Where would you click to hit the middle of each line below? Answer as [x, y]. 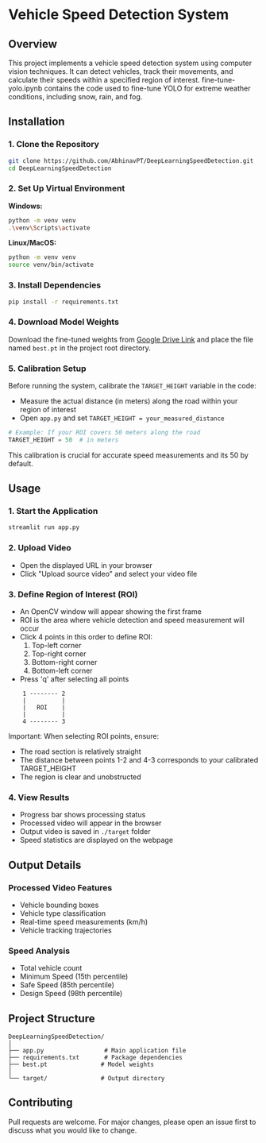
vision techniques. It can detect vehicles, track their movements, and [121, 71]
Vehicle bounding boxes [59, 905]
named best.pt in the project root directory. [79, 348]
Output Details [45, 865]
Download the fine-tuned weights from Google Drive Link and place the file [131, 339]
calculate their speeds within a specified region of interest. [104, 80]
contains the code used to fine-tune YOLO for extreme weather [147, 88]
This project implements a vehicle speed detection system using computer [130, 63]
